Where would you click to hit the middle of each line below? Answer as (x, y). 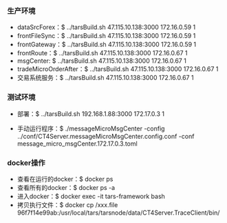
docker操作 (26, 162)
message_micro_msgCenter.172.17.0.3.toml (77, 144)
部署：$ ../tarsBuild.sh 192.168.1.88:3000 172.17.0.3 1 (91, 114)
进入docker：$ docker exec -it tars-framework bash (91, 196)
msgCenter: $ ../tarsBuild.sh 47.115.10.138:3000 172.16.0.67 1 (102, 61)
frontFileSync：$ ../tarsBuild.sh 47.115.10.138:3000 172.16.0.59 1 (106, 36)
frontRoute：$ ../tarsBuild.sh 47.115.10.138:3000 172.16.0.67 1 (102, 53)
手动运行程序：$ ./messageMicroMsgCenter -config (91, 128)
